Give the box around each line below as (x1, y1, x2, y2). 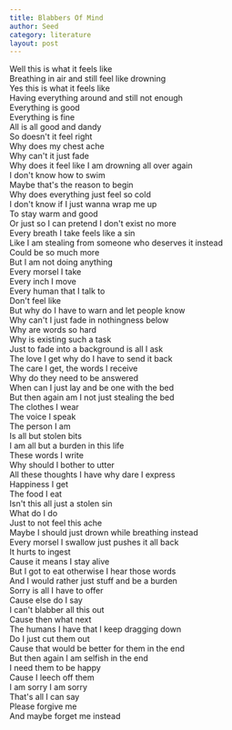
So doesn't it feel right (9, 131, 93, 142)
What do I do (9, 508, 58, 519)
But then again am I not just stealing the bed (9, 392, 175, 403)
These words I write (9, 450, 85, 461)
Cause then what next (9, 615, 92, 625)
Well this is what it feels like (9, 64, 113, 75)
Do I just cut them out (9, 634, 90, 645)
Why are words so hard (9, 325, 97, 335)
